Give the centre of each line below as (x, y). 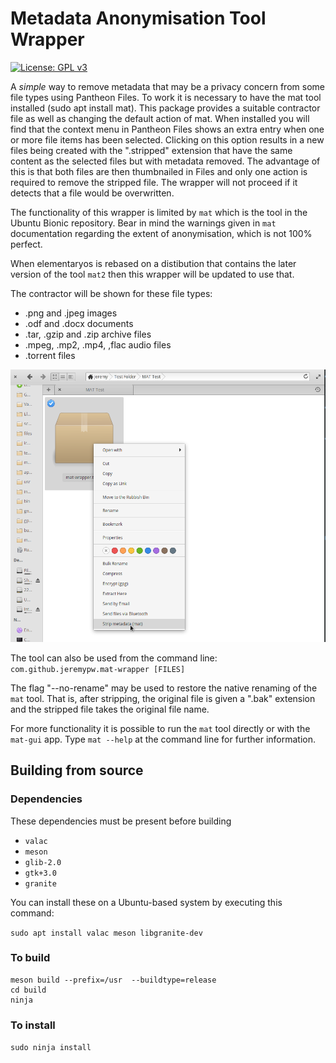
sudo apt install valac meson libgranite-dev (106, 933)
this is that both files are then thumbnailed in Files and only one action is (159, 171)
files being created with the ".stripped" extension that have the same (151, 150)
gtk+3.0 (40, 873)
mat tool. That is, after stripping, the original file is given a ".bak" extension (163, 698)
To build (30, 958)
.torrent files (50, 355)
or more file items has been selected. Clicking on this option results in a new (167, 139)
